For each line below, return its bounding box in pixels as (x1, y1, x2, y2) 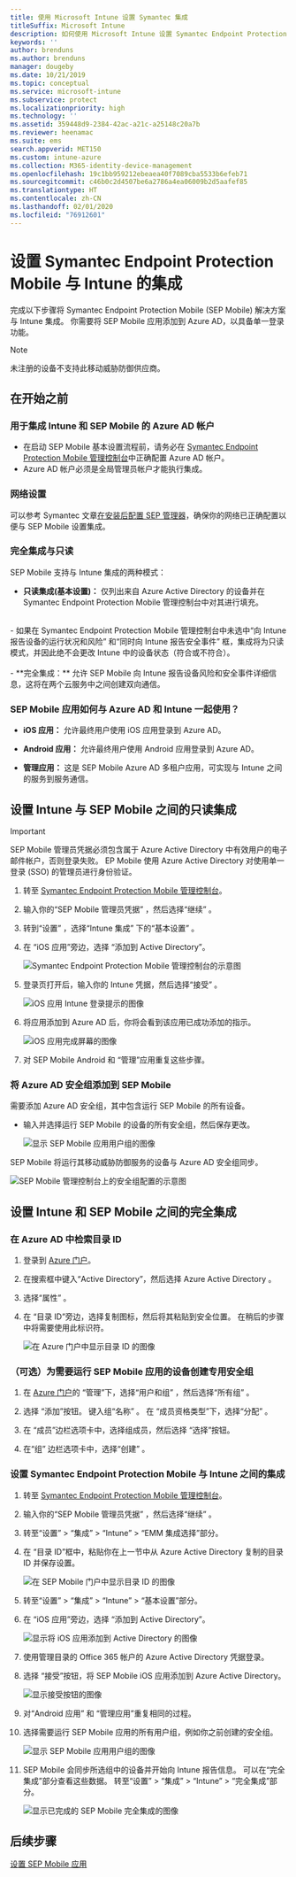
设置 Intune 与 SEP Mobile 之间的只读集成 (10, 802, 237, 817)
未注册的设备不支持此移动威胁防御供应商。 (10, 362, 165, 373)
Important (10, 825, 46, 837)
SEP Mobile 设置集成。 (27, 521, 110, 531)
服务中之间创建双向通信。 (71, 678, 165, 689)
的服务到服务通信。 (22, 774, 94, 784)
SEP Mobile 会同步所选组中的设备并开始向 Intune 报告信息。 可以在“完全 (22, 1764, 285, 1775)
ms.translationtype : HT (10, 186, 98, 195)
